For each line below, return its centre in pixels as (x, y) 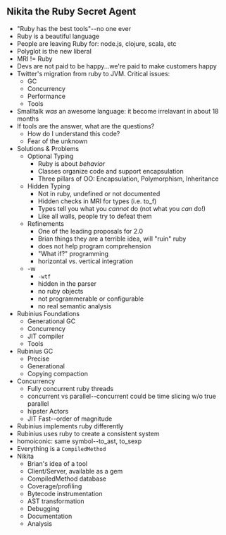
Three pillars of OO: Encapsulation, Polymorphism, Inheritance (128, 179)
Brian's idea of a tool (57, 463)
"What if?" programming (73, 253)
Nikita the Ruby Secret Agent (71, 12)
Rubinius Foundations (48, 313)
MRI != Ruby (34, 59)
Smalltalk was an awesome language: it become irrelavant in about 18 (118, 111)
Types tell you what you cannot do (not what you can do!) (121, 208)
